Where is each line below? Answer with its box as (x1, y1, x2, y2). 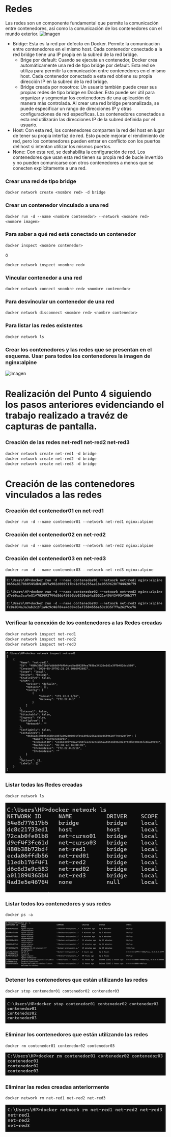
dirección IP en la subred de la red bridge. (20, 78, 108, 85)
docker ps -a (5, 912, 33, 918)
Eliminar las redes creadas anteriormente (5, 1083, 109, 1090)
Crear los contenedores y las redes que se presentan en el (5, 346, 152, 353)
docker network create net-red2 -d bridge (5, 456, 97, 461)
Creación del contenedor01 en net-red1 (5, 507, 104, 514)
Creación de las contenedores (5, 478, 135, 489)
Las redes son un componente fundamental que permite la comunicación (5, 20, 159, 26)
